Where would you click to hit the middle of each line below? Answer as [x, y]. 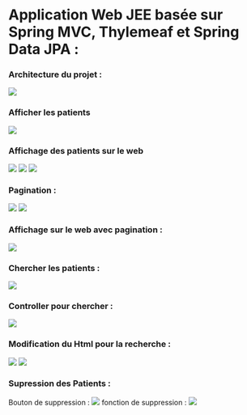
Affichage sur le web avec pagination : [86, 230]
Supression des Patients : [60, 383]
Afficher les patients [49, 112]
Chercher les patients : [54, 268]
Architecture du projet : [55, 74]
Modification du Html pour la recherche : [90, 344]
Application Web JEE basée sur [116, 15]
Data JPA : [44, 49]
